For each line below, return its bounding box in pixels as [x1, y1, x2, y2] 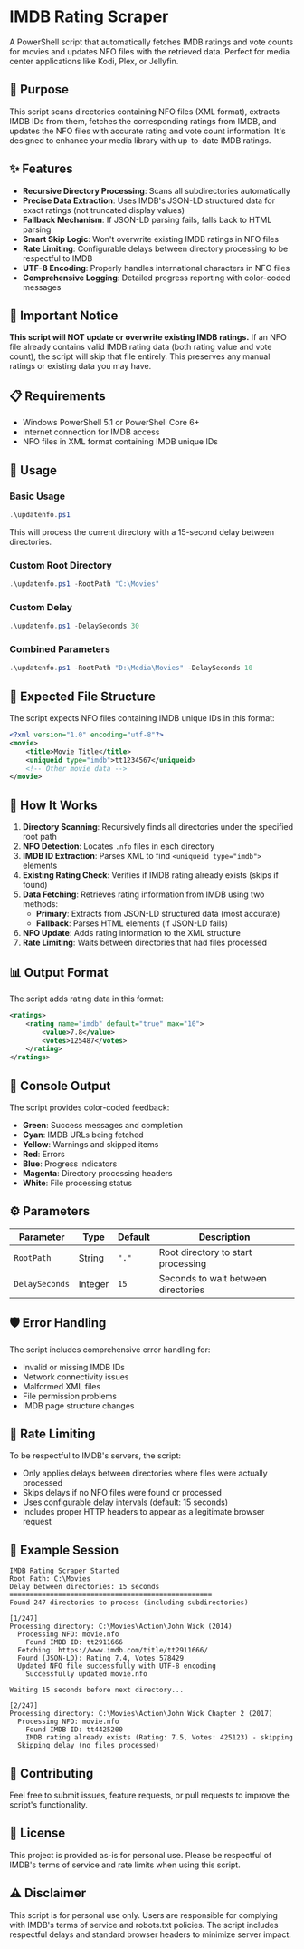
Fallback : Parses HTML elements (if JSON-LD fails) [35, 918, 229, 929]
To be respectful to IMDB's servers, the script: [9, 1450, 182, 1461]
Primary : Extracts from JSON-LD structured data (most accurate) [35, 909, 280, 920]
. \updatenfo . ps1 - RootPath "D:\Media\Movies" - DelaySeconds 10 [9, 664, 253, 673]
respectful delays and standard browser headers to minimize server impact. [9, 1929, 292, 1940]
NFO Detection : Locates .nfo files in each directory [22, 841, 215, 852]
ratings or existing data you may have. [9, 361, 152, 372]
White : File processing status [22, 1177, 133, 1189]
